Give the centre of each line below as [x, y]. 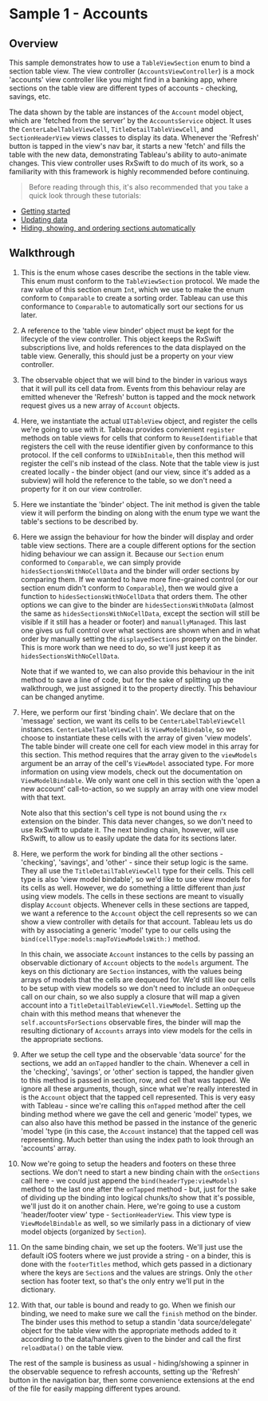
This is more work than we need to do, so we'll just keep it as [121, 647]
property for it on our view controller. [81, 489]
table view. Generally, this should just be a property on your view [127, 356]
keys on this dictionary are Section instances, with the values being [131, 971]
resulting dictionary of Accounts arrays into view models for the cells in [136, 1030]
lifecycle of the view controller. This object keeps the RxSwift [121, 339]
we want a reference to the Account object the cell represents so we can [139, 913]
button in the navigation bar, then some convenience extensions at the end [132, 1379]
